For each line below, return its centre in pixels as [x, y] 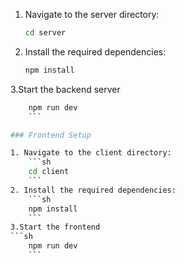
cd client [49, 172]
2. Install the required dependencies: [93, 190]
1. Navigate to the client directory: [91, 153]
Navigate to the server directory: [92, 14]
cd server [45, 33]
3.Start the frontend [55, 227]
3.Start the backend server [65, 89]
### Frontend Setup [51, 135]
